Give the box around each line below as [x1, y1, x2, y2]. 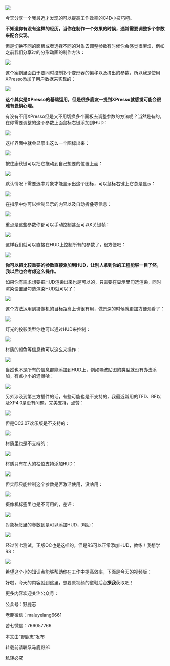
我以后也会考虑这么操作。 [5, 268, 59, 274]
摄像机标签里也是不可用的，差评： [5, 501, 76, 508]
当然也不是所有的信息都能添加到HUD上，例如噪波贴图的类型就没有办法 [5, 367, 153, 373]
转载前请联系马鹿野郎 [5, 644, 50, 650]
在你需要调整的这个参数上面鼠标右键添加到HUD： [5, 120, 108, 125]
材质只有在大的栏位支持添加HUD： [5, 461, 77, 467]
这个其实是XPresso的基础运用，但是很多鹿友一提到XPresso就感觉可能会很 [5, 97, 161, 102]
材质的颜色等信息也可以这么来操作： [5, 346, 81, 353]
